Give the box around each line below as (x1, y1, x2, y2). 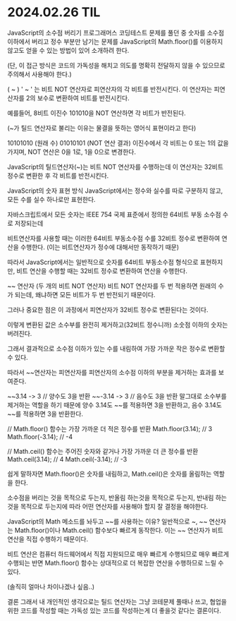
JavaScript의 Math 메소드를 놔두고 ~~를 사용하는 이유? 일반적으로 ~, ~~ (7, 517, 208, 526)
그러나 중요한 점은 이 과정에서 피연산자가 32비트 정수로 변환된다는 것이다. (7, 305, 209, 314)
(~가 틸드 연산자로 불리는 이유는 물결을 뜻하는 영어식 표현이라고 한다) (7, 123, 197, 132)
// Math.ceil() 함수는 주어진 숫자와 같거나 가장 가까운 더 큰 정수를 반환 (7, 447, 199, 455)
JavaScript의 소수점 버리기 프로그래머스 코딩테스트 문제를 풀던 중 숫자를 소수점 (7, 28, 225, 37)
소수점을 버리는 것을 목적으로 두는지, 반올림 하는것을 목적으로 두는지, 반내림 (7, 493, 214, 502)
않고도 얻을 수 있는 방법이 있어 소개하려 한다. (7, 46, 130, 54)
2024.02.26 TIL (7, 4, 101, 20)
